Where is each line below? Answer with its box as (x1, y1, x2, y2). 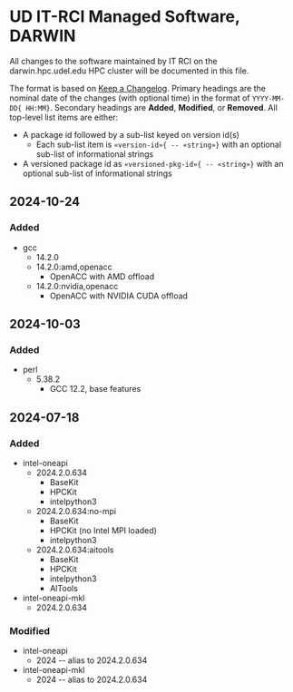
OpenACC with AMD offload (49, 270, 155, 282)
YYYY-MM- (251, 93, 286, 103)
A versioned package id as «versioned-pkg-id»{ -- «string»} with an (22, 158, 284, 169)
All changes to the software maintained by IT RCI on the (9, 55, 218, 66)
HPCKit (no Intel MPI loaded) (49, 525, 157, 536)
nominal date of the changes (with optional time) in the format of (9, 93, 250, 103)
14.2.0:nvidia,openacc (35, 280, 119, 291)
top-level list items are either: (9, 112, 119, 122)
